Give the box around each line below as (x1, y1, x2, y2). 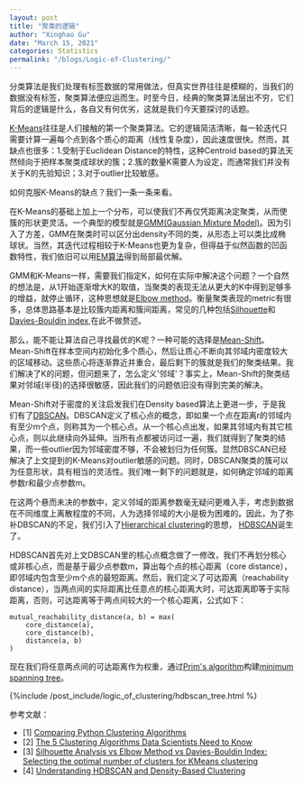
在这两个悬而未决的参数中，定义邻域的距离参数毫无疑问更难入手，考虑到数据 (9, 497, 294, 507)
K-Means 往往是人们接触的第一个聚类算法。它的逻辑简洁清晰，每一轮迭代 (9, 123, 280, 133)
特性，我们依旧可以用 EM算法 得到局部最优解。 (16, 251, 188, 261)
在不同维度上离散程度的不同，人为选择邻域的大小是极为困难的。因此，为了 (9, 508, 286, 518)
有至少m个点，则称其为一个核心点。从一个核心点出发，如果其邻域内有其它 (9, 421, 286, 432)
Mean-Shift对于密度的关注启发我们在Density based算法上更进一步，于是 (9, 398, 279, 409)
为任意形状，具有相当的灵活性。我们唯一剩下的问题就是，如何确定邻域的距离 (9, 466, 294, 477)
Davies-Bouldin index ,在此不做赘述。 (9, 315, 147, 325)
